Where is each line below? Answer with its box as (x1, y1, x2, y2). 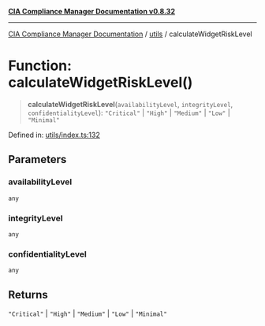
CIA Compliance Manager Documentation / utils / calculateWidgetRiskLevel (8, 29, 252, 39)
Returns (8, 287, 49, 302)
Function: (8, 57, 73, 75)
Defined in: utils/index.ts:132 (8, 130, 100, 139)
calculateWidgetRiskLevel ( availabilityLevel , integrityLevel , (27, 99, 233, 109)
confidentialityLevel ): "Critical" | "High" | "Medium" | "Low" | (27, 108, 230, 117)
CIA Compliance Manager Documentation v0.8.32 (8, 7, 176, 16)
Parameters (8, 153, 67, 166)
